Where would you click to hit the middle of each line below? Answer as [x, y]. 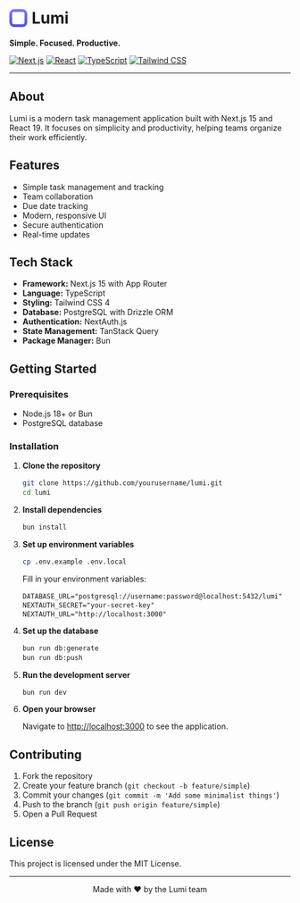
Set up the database [60, 631]
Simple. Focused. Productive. [65, 43]
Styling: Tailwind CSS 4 [66, 303]
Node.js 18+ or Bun [58, 414]
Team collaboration [58, 196]
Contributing [46, 754]
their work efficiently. [48, 137]
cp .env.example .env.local [74, 562]
